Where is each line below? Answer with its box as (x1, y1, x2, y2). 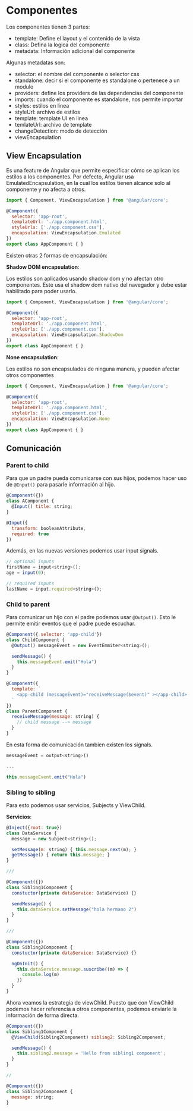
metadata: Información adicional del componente (14, 47, 135, 54)
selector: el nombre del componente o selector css (14, 70, 140, 77)
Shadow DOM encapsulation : (6, 263, 80, 271)
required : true (11, 531, 49, 537)
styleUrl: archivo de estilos (14, 108, 80, 115)
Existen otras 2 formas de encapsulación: (6, 252, 108, 259)
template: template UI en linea (14, 114, 88, 122)
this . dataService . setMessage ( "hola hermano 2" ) (17, 906, 137, 912)
